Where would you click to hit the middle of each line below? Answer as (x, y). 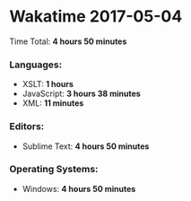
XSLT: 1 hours (48, 84)
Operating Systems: (54, 170)
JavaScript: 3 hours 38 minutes (81, 94)
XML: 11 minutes (53, 103)
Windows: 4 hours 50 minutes (79, 188)
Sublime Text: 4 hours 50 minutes (86, 146)
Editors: (27, 127)
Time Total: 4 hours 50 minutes (68, 41)
